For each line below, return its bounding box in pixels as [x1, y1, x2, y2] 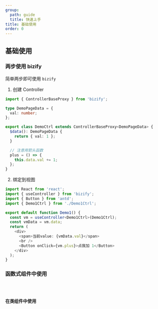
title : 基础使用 [5, 21, 37, 27]
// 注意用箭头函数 [10, 148, 44, 153]
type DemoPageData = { [5, 105, 53, 111]
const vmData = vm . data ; [10, 219, 62, 224]
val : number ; [10, 110, 38, 116]
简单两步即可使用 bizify [5, 75, 56, 81]
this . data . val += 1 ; [14, 157, 58, 162]
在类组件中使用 [5, 298, 37, 304]
